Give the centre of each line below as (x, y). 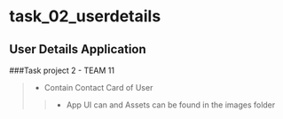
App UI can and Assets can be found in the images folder (171, 105)
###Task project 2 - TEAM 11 (62, 70)
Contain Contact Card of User (98, 87)
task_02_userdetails (85, 16)
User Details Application (78, 49)
